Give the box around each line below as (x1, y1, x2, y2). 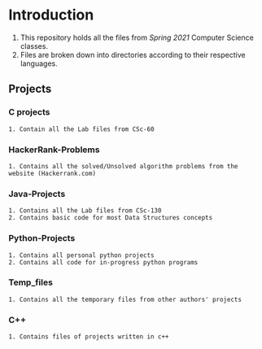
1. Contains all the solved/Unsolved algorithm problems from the (8, 162, 238, 170)
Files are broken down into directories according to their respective (20, 50, 246, 59)
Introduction (8, 6, 94, 24)
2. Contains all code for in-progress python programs (8, 258, 199, 266)
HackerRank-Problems (8, 144, 100, 155)
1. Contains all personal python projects (8, 251, 155, 260)
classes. (20, 41, 49, 50)
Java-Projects (8, 188, 66, 199)
